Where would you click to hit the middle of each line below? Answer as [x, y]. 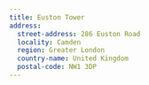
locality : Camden [49, 42]
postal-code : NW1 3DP [57, 67]
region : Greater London [61, 50]
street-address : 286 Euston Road [79, 34]
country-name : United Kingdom [73, 58]
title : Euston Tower [47, 17]
